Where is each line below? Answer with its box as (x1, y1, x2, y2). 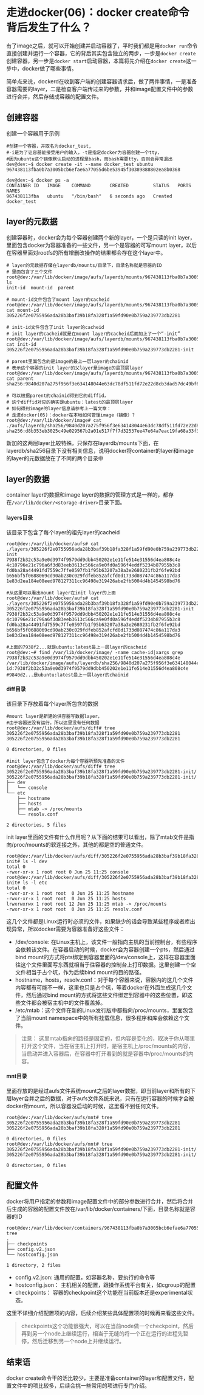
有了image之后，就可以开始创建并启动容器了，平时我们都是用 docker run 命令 (6, 42, 198, 49)
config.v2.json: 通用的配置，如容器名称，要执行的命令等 (15, 1273, 155, 1281)
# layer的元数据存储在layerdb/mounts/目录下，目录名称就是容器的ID (6, 262, 162, 268)
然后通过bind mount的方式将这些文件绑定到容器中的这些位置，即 (25, 991, 188, 999)
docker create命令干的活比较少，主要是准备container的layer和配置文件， (6, 1374, 189, 1382)
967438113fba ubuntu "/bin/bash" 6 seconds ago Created (6, 193, 172, 199)
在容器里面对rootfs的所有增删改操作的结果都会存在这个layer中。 (6, 249, 166, 256)
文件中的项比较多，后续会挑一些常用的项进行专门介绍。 (11, 1382, 150, 1389)
